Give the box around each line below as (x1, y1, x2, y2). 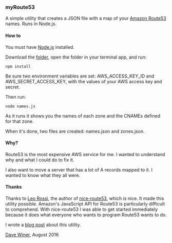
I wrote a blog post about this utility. (5, 221, 81, 228)
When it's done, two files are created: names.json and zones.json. (5, 128, 145, 134)
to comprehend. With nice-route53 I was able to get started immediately (5, 206, 158, 212)
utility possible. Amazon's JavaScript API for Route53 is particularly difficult (5, 200, 165, 207)
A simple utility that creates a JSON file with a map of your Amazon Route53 (5, 15, 166, 22)
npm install (5, 64, 31, 69)
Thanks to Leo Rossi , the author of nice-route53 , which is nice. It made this (5, 195, 164, 201)
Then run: (5, 94, 26, 100)
